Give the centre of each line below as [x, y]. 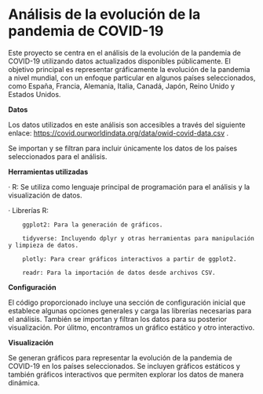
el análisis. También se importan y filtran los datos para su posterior [118, 319]
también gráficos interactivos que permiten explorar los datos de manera [126, 374]
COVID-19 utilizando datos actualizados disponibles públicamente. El [120, 61]
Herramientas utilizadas [48, 172]
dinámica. [24, 382]
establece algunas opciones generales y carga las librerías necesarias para [130, 310]
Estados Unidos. [35, 94]
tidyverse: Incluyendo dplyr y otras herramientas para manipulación [139, 238]
